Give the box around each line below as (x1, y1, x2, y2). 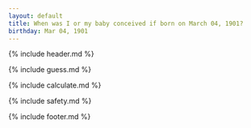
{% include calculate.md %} (8, 80, 102, 90)
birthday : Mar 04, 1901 (8, 27, 89, 35)
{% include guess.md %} (8, 65, 91, 75)
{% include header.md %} (8, 49, 94, 59)
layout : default (8, 11, 63, 20)
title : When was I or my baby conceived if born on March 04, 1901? (8, 19, 244, 28)
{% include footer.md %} (8, 112, 91, 122)
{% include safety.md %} (8, 96, 92, 106)
